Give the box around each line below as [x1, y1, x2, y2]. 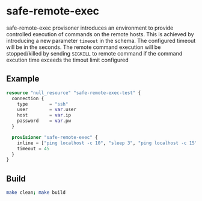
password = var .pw [17, 118, 71, 124]
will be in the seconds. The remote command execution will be [6, 43, 161, 51]
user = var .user [17, 107, 77, 113]
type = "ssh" [17, 101, 69, 107]
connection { [11, 95, 44, 101]
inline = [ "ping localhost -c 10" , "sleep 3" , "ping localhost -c [17, 140, 187, 146]
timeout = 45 [17, 145, 50, 152]
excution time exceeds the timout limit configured [6, 56, 129, 63]
